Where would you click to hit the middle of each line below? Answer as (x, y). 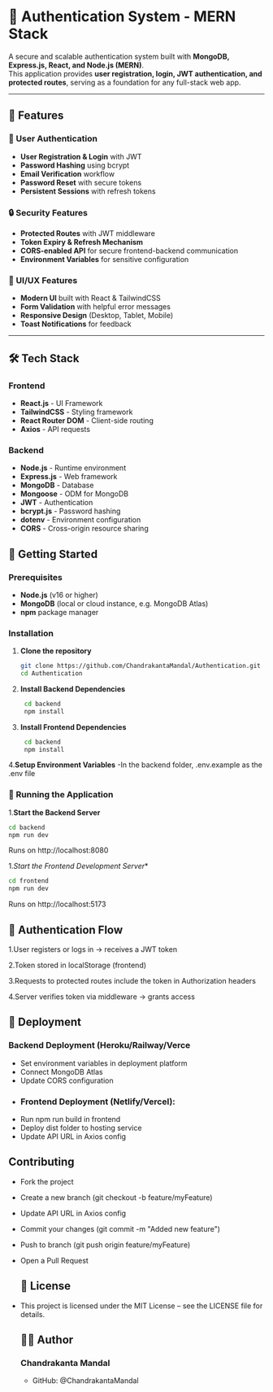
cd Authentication (51, 674)
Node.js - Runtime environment (73, 468)
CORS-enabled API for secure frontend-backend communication (129, 251)
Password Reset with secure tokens (81, 182)
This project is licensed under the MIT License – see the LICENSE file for (141, 1306)
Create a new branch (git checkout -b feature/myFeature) (116, 1197)
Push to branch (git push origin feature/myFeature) (105, 1245)
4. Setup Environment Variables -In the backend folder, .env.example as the (135, 765)
